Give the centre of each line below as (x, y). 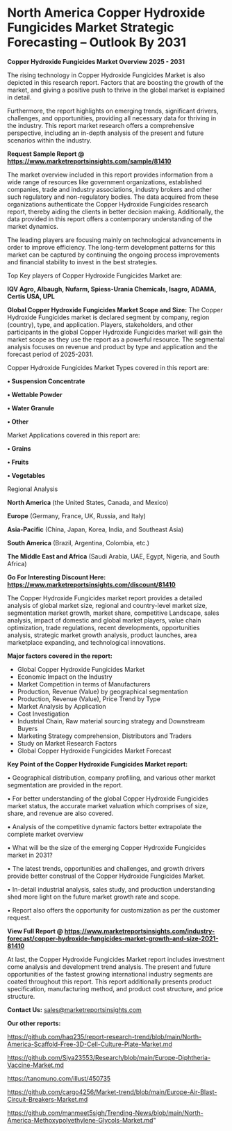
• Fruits (18, 462)
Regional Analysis (33, 489)
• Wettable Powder (35, 394)
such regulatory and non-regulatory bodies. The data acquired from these (113, 197)
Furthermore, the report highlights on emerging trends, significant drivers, (113, 111)
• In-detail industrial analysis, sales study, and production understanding (111, 889)
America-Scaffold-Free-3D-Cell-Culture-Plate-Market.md (90, 1044)
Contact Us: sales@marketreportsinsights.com (75, 1009)
